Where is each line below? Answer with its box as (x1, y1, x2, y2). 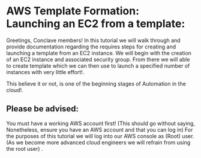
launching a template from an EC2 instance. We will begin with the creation (6, 49, 192, 56)
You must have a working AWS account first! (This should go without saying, (6, 120, 195, 127)
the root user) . (6, 145, 43, 152)
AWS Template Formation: (6, 4, 140, 18)
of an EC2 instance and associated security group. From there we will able (6, 56, 190, 63)
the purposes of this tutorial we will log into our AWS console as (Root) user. (6, 132, 194, 139)
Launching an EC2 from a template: (6, 17, 185, 31)
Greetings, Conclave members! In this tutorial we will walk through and (6, 37, 181, 44)
